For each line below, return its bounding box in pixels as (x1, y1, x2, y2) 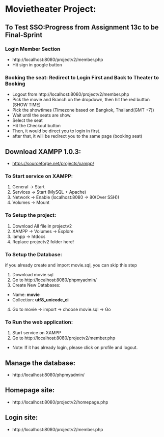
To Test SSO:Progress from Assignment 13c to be (5, 23, 159, 31)
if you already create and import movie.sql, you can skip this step (5, 262, 137, 268)
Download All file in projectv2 (12, 223, 72, 229)
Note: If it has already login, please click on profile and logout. (12, 345, 138, 350)
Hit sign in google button (12, 61, 62, 67)
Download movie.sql (12, 271, 54, 277)
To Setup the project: (5, 212, 56, 219)
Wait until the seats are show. (12, 112, 72, 118)
